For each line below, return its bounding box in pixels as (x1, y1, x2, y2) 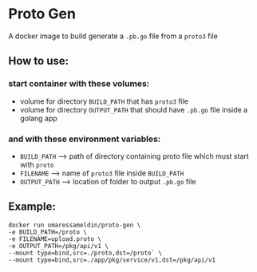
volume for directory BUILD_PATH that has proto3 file (19, 97, 189, 106)
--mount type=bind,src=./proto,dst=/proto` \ (8, 249, 162, 257)
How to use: (8, 54, 69, 68)
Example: (8, 200, 56, 214)
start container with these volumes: (8, 78, 150, 89)
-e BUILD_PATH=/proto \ (8, 228, 88, 236)
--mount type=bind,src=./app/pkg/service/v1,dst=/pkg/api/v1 (8, 256, 216, 264)
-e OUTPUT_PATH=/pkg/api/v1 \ (8, 242, 109, 250)
